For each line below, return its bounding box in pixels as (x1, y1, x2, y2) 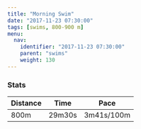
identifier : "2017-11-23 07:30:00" (20, 43, 125, 50)
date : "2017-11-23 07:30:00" (7, 17, 94, 24)
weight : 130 (20, 57, 55, 64)
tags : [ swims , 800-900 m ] (7, 23, 84, 30)
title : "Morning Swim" (7, 10, 74, 18)
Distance (11, 99, 42, 108)
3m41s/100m (84, 111, 131, 120)
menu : (7, 30, 23, 38)
